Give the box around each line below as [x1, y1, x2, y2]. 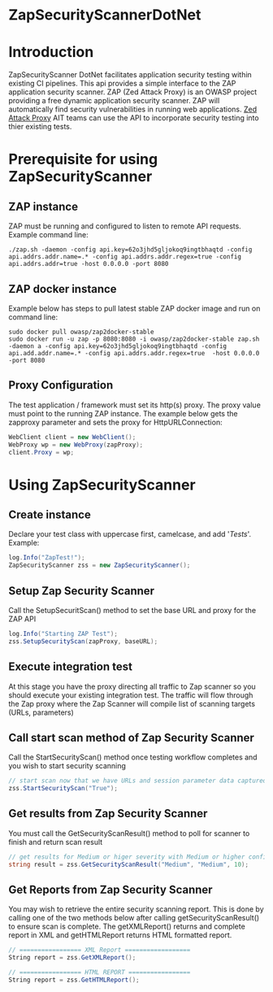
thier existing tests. [8, 122, 72, 132]
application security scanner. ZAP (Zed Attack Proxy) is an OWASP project [8, 87, 258, 97]
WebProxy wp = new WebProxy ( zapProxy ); [8, 441, 144, 449]
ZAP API [8, 614, 37, 624]
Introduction [8, 43, 94, 62]
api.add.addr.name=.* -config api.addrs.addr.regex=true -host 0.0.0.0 [8, 349, 260, 357]
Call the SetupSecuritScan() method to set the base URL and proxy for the [8, 605, 257, 615]
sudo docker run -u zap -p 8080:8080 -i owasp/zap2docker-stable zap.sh [8, 335, 260, 343]
